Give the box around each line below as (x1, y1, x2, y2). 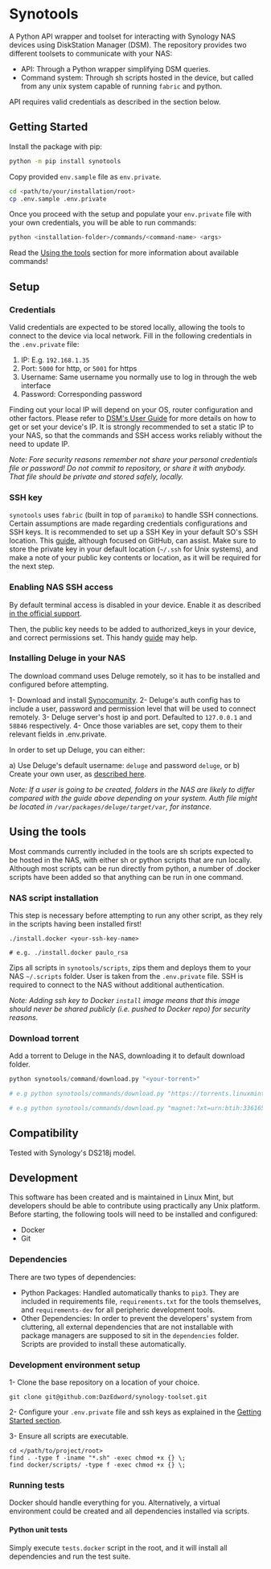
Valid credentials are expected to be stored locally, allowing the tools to (9, 322, 245, 332)
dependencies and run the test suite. (9, 1551, 131, 1561)
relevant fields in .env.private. (9, 729, 107, 739)
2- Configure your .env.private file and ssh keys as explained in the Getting (9, 1407, 262, 1417)
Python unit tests (9, 1525, 68, 1534)
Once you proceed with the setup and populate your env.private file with (9, 209, 252, 219)
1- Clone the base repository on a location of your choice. (9, 1377, 200, 1387)
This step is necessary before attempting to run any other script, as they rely (9, 910, 263, 920)
